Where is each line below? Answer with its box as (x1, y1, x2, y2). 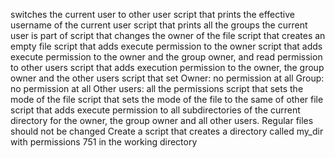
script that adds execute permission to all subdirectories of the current (10, 104, 301, 116)
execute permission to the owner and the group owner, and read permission (10, 51, 323, 63)
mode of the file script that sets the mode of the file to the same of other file (10, 94, 324, 105)
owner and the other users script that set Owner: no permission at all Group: (10, 72, 325, 84)
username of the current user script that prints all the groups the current (10, 19, 308, 31)
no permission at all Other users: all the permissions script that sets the (10, 83, 304, 94)
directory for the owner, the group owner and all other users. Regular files (10, 115, 314, 126)
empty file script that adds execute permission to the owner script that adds (10, 40, 323, 52)
